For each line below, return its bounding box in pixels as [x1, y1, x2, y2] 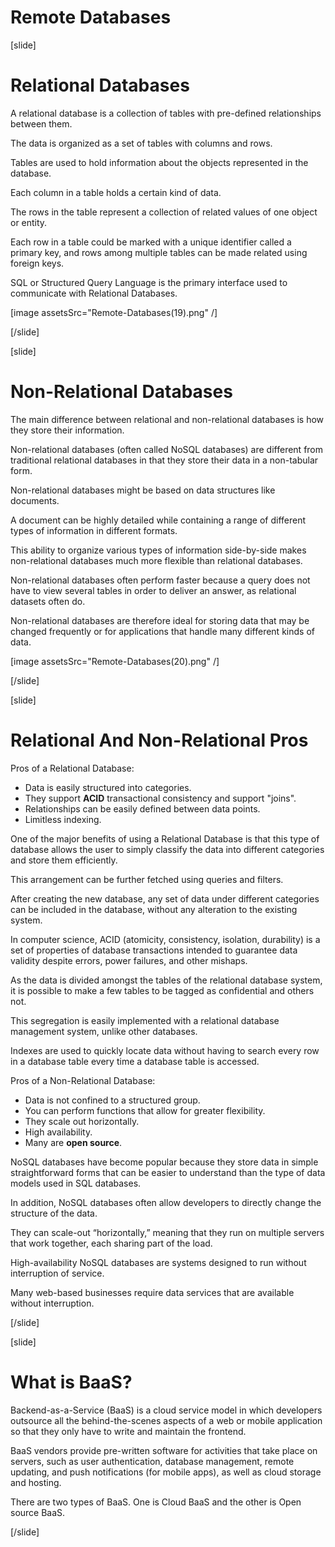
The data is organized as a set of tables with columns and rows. [10, 137, 273, 149]
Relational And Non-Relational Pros [10, 729, 309, 751]
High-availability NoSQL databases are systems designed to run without [10, 1256, 307, 1268]
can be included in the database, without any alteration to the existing [10, 903, 298, 915]
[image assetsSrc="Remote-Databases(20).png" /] [10, 655, 220, 667]
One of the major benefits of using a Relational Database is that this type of [10, 832, 320, 845]
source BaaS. [10, 1506, 66, 1518]
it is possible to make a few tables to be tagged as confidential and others [10, 984, 315, 996]
